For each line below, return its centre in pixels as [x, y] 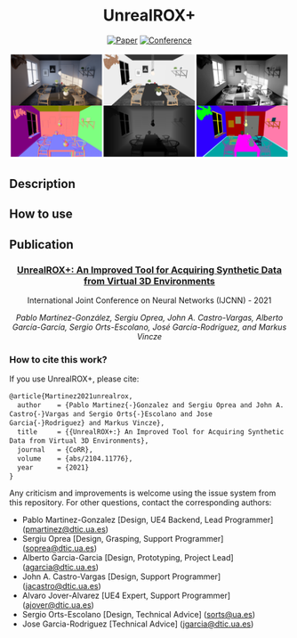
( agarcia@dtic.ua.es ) [60, 568]
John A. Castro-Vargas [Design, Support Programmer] [121, 577]
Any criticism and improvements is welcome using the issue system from [143, 493]
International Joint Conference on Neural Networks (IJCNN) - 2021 [149, 300]
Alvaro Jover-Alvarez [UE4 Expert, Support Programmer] [126, 596]
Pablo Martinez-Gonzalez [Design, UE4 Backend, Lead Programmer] [148, 520]
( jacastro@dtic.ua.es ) [62, 586]
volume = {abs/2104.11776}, [75, 459]
